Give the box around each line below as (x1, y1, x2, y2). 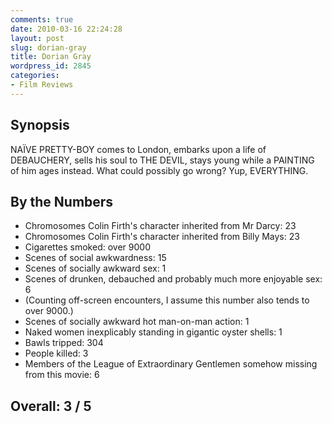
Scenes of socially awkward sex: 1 (24, 262, 167, 275)
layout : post (10, 33, 65, 43)
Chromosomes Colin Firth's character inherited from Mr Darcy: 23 (24, 220, 297, 232)
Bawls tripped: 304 (24, 337, 104, 349)
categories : (10, 71, 60, 81)
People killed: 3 (24, 347, 89, 360)
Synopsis (10, 117, 70, 134)
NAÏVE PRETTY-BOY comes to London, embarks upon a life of (10, 143, 267, 155)
